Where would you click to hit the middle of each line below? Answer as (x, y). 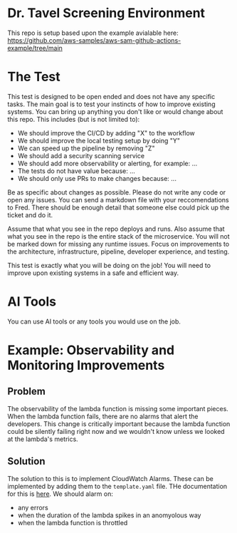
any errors (33, 507)
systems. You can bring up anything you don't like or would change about (115, 111)
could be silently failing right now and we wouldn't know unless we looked (116, 431)
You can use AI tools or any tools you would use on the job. (94, 321)
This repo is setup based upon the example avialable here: (93, 33)
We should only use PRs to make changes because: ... (97, 178)
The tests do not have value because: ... (76, 171)
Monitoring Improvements (86, 366)
